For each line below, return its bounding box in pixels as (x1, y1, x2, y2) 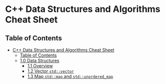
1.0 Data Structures (19, 58, 59, 63)
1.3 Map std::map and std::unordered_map (27, 74, 113, 79)
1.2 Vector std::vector (27, 68, 74, 74)
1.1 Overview (27, 63, 53, 69)
